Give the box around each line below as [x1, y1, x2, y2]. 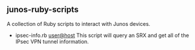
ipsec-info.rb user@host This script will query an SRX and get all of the [15, 32, 189, 39]
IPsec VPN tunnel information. [15, 38, 89, 45]
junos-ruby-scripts [7, 5, 79, 15]
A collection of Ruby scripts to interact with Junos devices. [7, 20, 151, 27]
